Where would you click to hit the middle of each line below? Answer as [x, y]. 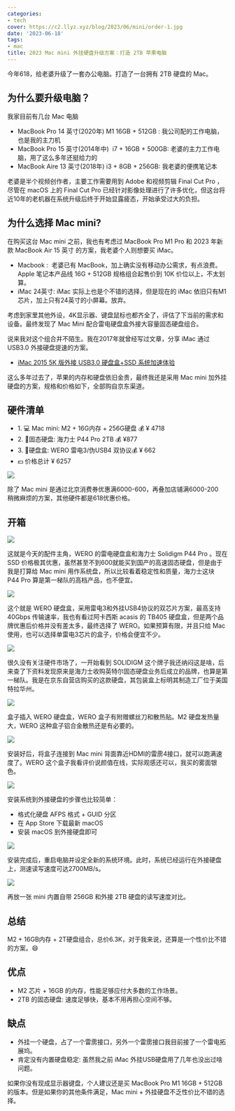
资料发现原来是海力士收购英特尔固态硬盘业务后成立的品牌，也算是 [126, 672]
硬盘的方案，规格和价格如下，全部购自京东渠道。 [78, 386]
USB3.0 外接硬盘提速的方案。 [50, 347]
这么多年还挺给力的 [70, 157]
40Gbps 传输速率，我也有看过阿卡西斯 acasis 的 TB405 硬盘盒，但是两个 [113, 617]
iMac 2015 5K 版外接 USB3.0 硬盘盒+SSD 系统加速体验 [96, 362]
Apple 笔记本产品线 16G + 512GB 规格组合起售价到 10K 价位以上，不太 [118, 274]
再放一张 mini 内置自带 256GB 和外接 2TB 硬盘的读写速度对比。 [99, 897]
